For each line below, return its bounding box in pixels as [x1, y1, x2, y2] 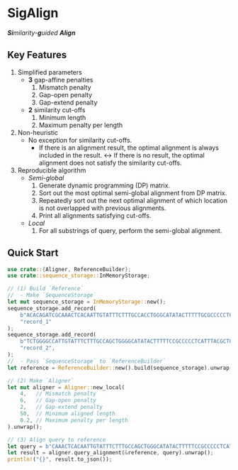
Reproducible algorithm [17, 165, 86, 175]
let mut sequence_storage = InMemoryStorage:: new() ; [7, 298, 166, 306]
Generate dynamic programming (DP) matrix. [38, 181, 171, 190]
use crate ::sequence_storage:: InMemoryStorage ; [7, 272, 151, 280]
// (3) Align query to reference [7, 436, 106, 443]
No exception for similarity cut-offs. [28, 136, 132, 144]
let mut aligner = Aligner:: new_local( [7, 383, 125, 391]
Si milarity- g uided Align [7, 28, 76, 37]
